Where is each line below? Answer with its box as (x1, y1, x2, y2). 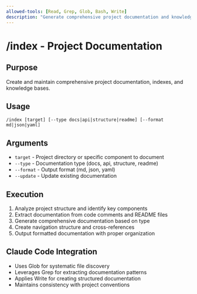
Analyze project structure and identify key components (14, 205, 148, 212)
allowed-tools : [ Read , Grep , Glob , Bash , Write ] (6, 8, 127, 15)
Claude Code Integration (6, 247, 98, 257)
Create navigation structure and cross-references (14, 224, 135, 231)
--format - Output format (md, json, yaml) (14, 166, 116, 173)
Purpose (6, 63, 38, 73)
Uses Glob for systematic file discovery (14, 262, 110, 269)
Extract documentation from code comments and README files (14, 211, 168, 218)
